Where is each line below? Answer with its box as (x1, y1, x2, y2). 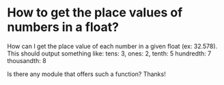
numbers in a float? (7, 19, 120, 35)
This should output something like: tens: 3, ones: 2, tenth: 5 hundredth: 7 (7, 49, 212, 58)
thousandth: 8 (7, 56, 46, 64)
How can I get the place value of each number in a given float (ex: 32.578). (7, 42, 218, 50)
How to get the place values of (7, 5, 183, 21)
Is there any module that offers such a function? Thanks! (7, 70, 166, 78)
